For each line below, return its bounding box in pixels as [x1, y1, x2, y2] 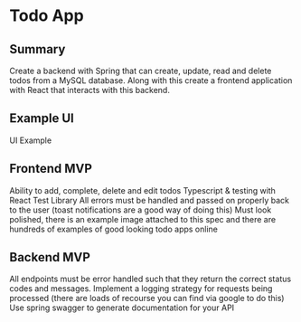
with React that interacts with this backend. [9, 85, 170, 95]
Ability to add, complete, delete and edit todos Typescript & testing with [9, 185, 276, 195]
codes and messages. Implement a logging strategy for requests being [9, 283, 273, 294]
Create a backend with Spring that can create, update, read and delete [9, 65, 272, 76]
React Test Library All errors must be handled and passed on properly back [9, 194, 290, 205]
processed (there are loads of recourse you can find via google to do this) [9, 293, 285, 304]
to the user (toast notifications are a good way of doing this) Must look [9, 204, 272, 215]
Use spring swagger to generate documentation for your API [9, 302, 235, 313]
